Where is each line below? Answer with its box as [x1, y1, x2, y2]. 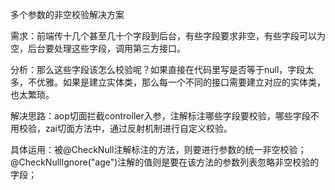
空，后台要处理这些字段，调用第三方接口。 [10, 43, 186, 54]
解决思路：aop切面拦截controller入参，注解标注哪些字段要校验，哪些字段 [10, 110, 311, 122]
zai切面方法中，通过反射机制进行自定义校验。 [44, 123, 233, 134]
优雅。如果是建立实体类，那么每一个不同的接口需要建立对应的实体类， [36, 76, 326, 88]
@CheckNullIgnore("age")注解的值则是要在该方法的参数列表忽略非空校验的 [10, 156, 320, 168]
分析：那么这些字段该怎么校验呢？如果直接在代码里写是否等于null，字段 [10, 64, 306, 75]
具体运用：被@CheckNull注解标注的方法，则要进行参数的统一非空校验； [10, 144, 307, 155]
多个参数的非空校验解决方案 [10, 9, 125, 20]
